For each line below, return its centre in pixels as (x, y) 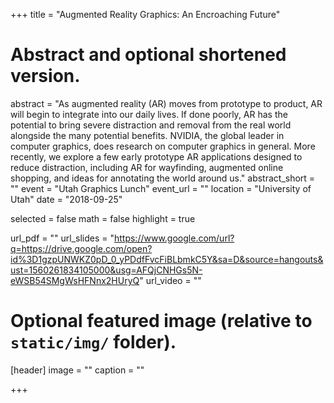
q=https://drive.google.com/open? (81, 248)
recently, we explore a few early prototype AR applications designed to (156, 156)
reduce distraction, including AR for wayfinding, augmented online (147, 167)
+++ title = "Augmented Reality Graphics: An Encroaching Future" (145, 14)
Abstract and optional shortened (148, 55)
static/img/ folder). (93, 342)
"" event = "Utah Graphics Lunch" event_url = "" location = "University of (161, 188)
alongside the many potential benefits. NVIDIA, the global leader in (147, 135)
